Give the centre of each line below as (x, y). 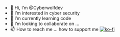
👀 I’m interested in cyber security (45, 13)
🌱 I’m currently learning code (41, 18)
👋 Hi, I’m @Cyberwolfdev (36, 8)
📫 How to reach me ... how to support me (54, 29)
